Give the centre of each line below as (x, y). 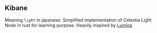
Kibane (16, 8)
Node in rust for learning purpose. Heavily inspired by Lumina (69, 25)
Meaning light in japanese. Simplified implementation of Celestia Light (78, 20)
